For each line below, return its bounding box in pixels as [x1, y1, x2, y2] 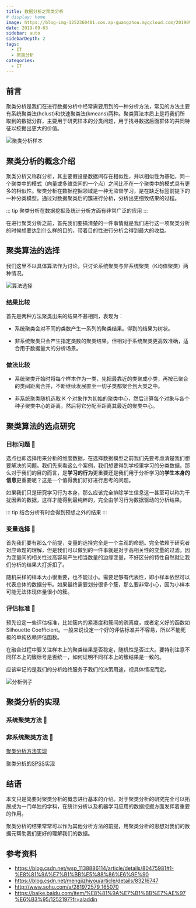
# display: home [6, 14, 45, 20]
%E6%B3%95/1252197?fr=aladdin [14, 896, 97, 903]
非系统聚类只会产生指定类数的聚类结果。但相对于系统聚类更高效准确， [14, 337, 184, 344]
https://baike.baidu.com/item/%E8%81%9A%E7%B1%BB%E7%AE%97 [14, 889, 186, 896]
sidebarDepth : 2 [6, 36, 45, 42]
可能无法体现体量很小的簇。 [6, 588, 73, 595]
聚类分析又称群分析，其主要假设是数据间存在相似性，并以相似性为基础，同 [6, 173, 185, 179]
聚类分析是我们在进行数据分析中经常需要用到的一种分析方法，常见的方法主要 [6, 103, 190, 110]
